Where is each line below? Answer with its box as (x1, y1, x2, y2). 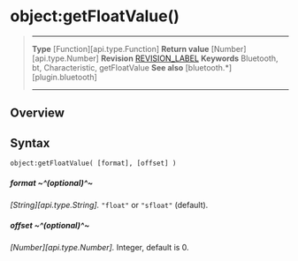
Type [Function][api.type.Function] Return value (31, 43, 210, 54)
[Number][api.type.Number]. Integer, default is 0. (10, 242, 189, 253)
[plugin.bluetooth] (31, 71, 98, 82)
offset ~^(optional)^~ (10, 220, 90, 230)
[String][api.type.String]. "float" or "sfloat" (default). (10, 200, 209, 211)
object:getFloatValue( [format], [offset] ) (10, 159, 177, 168)
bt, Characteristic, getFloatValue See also (31, 62, 184, 72)
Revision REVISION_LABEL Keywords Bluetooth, (101, 53, 279, 63)
